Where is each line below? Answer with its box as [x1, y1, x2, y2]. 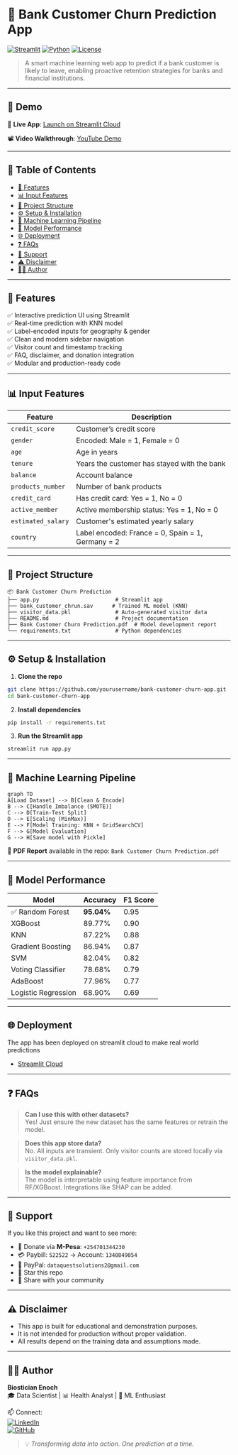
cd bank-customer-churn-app [7, 692, 91, 699]
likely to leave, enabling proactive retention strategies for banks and [24, 66, 223, 75]
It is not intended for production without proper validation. [17, 1329, 187, 1338]
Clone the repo [17, 672, 62, 680]
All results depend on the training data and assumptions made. [17, 1337, 200, 1346]
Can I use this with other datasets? [24, 1110, 130, 1118]
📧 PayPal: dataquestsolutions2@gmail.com [17, 1260, 140, 1270]
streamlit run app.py [7, 746, 72, 753]
